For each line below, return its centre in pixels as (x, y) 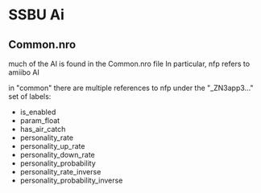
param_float (40, 121)
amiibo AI (24, 72)
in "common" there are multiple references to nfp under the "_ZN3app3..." (131, 88)
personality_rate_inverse (60, 172)
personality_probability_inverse (71, 180)
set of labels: (30, 96)
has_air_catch (43, 129)
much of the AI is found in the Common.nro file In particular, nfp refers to (129, 64)
